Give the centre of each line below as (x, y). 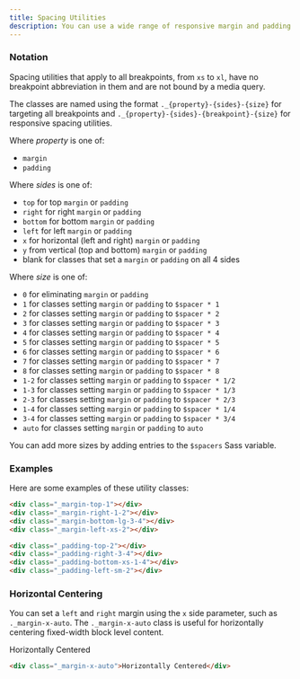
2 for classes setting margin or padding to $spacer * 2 (121, 313)
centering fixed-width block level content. (87, 632)
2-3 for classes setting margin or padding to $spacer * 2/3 (129, 399)
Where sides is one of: (51, 184)
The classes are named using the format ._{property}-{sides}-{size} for (146, 103)
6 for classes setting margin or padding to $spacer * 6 (121, 351)
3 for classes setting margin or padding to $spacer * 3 (121, 322)
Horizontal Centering (56, 594)
